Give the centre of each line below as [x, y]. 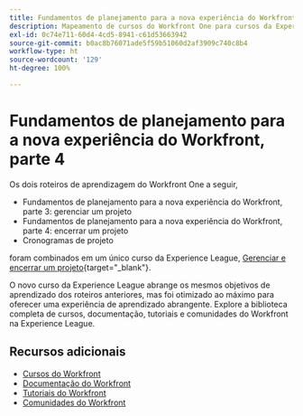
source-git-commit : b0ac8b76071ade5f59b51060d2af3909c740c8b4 [129, 43]
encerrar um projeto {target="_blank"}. [80, 267]
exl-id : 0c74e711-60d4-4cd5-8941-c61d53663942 [98, 34]
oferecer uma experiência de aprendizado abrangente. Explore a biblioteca [149, 304]
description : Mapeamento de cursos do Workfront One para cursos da [141, 26]
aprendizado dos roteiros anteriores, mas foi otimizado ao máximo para [142, 294]
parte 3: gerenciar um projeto [77, 211]
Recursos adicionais [68, 352]
